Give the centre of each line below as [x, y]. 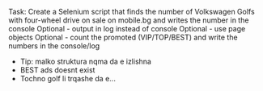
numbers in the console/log [54, 46]
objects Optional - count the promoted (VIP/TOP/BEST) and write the [123, 37]
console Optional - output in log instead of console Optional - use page [127, 29]
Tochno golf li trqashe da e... [68, 79]
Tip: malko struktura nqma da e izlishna [86, 61]
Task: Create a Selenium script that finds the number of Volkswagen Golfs [131, 12]
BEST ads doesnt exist [57, 70]
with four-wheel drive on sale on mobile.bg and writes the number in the [129, 20]
